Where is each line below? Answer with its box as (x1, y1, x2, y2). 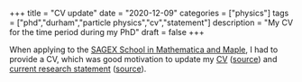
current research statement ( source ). (9, 63, 147, 74)
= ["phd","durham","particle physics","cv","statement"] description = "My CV (9, 17, 294, 28)
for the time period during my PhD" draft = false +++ (9, 27, 205, 37)
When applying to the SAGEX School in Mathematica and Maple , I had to (9, 44, 279, 55)
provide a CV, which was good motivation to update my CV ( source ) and (9, 54, 278, 64)
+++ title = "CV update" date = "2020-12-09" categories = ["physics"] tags (9, 8, 289, 18)
